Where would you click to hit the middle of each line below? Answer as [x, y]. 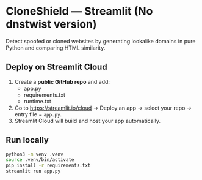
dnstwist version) [51, 24]
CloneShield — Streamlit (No [79, 11]
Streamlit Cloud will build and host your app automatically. [88, 121]
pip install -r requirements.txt [48, 166]
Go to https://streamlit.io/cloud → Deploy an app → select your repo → [103, 108]
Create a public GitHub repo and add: [62, 81]
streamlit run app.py [33, 171]
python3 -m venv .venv [34, 154]
